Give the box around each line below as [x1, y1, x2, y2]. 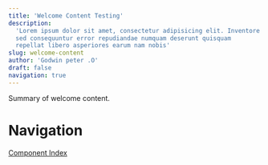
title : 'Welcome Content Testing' [8, 11, 124, 20]
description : [8, 19, 52, 27]
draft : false [8, 64, 52, 72]
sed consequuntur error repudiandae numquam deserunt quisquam [15, 34, 231, 42]
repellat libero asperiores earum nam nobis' [15, 42, 171, 50]
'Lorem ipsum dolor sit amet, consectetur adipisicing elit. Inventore [15, 26, 261, 34]
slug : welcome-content [8, 49, 84, 57]
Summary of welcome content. [8, 93, 111, 103]
